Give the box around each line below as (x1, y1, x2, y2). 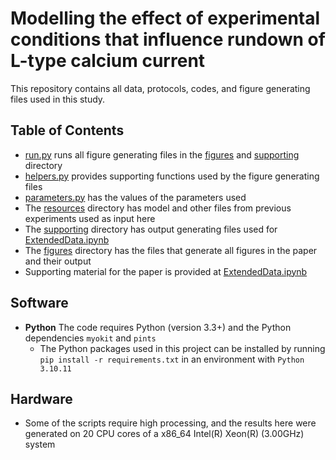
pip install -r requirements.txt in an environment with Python (39, 353, 305, 365)
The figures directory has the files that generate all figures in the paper (24, 244, 318, 256)
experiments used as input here (24, 212, 156, 224)
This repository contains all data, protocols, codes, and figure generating (10, 82, 311, 94)
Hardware (10, 390, 73, 407)
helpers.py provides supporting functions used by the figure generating (24, 170, 320, 182)
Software (10, 295, 69, 312)
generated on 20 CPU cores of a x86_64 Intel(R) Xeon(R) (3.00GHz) (24, 428, 305, 440)
